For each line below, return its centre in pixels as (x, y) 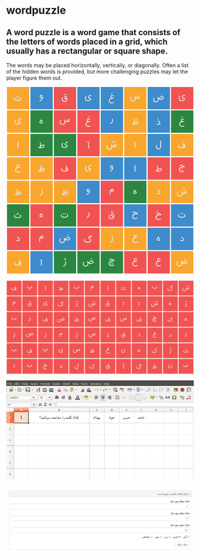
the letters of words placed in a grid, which (87, 41)
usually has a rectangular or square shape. (87, 51)
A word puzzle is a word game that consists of (93, 32)
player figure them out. (34, 78)
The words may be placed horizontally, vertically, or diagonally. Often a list (97, 65)
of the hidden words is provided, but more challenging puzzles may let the (97, 71)
